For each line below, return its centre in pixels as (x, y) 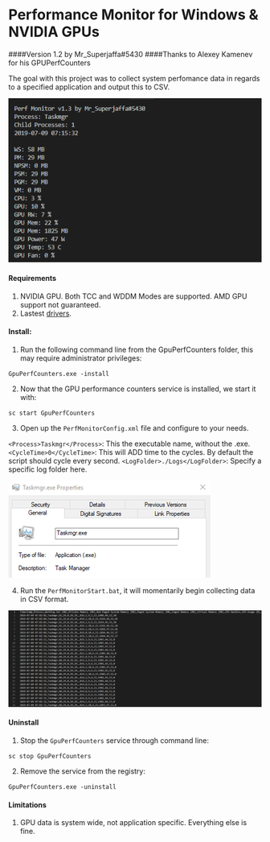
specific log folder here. (48, 469)
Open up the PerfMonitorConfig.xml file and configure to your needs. (134, 427)
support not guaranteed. (60, 304)
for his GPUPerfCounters (49, 63)
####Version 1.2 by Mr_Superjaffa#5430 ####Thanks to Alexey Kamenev (131, 54)
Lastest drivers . (46, 313)
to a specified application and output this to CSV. (89, 87)
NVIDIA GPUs (54, 32)
